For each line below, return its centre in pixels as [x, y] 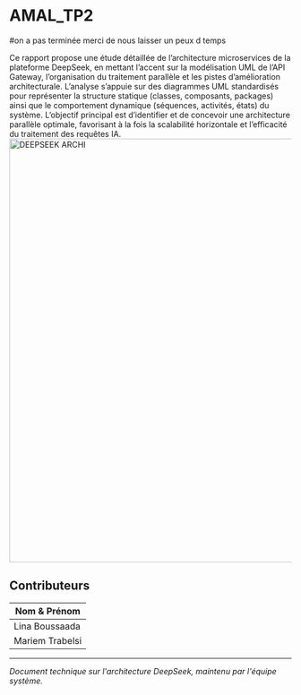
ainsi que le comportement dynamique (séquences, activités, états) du [139, 105]
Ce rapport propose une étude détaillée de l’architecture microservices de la [150, 57]
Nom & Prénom [47, 611]
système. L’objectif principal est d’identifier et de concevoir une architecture [150, 115]
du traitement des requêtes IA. [65, 133]
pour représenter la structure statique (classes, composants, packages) [142, 96]
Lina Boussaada [47, 626]
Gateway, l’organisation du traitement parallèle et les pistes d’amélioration [145, 76]
